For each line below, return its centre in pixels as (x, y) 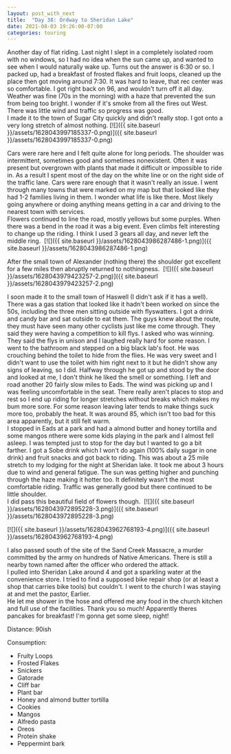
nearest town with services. (46, 212)
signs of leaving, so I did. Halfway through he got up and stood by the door (113, 370)
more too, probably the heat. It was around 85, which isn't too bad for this (111, 414)
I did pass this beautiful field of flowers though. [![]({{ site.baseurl (101, 502)
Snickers (30, 671)
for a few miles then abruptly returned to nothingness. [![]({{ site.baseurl (110, 269)
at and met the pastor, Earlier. (49, 594)
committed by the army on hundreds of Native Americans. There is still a (110, 557)
